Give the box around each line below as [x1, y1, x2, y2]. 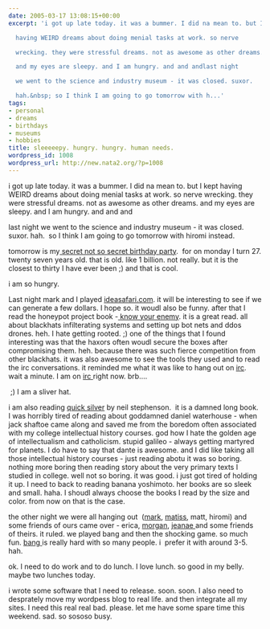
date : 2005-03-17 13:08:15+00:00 [8, 11, 121, 20]
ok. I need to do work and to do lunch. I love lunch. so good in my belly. [8, 562, 244, 571]
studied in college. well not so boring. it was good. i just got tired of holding [8, 471, 258, 480]
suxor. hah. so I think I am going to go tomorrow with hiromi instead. [8, 231, 235, 240]
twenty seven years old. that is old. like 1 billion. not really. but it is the [8, 255, 239, 264]
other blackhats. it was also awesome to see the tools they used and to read [8, 354, 260, 364]
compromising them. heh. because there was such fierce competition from [8, 345, 256, 355]
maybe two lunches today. [8, 570, 96, 579]
